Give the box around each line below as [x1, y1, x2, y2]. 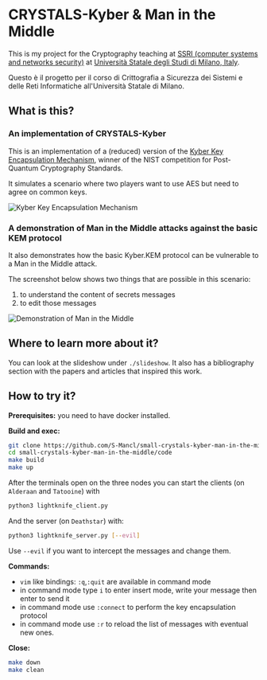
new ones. [19, 627, 54, 637]
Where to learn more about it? [8, 337, 159, 350]
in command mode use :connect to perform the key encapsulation [19, 602, 236, 612]
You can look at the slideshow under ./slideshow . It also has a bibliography [8, 358, 254, 367]
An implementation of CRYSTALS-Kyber [8, 128, 167, 139]
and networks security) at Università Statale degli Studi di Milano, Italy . [8, 57, 240, 67]
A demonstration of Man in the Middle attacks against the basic [8, 222, 258, 233]
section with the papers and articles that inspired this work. [8, 366, 203, 376]
